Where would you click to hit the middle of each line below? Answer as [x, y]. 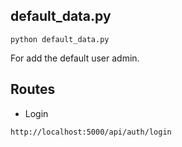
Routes [33, 89]
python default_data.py [60, 39]
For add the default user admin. [75, 58]
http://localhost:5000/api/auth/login [91, 132]
